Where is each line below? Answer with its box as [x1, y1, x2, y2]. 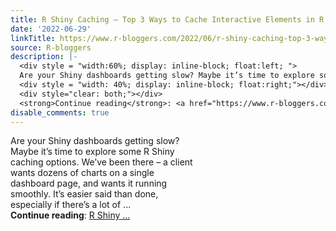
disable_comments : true [10, 107, 110, 118]
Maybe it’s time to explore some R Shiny [10, 146, 175, 158]
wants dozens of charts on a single [10, 167, 155, 179]
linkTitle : [10, 33, 56, 43]
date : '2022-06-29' [10, 24, 92, 34]
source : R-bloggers [10, 42, 92, 53]
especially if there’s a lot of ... [10, 199, 132, 211]
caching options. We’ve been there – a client [10, 156, 193, 168]
